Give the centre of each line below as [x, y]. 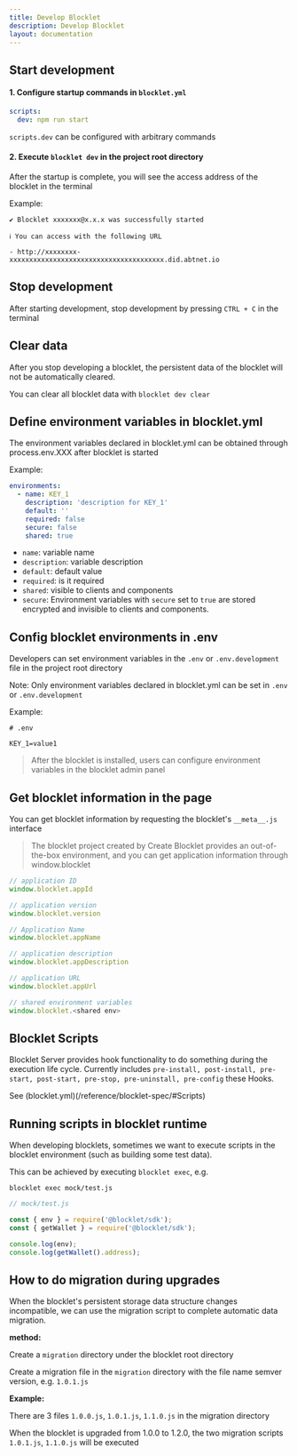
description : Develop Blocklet [67, 26]
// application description [61, 954]
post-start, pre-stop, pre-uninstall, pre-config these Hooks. [156, 1079]
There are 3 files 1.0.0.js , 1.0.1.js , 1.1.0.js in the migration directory [140, 1416]
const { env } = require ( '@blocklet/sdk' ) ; [91, 1220]
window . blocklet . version [55, 913]
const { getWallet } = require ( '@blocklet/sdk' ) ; [103, 1228]
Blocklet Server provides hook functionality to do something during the [139, 1060]
